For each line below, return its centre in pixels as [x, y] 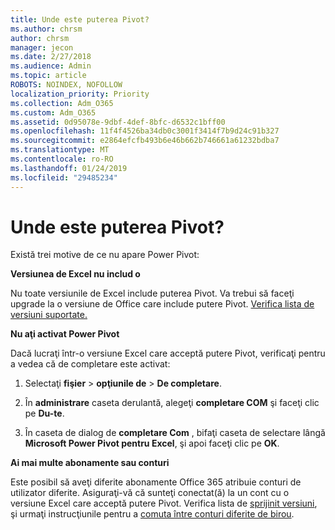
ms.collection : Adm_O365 [62, 103]
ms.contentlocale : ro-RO [62, 159]
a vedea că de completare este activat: [90, 364]
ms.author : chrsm [46, 29]
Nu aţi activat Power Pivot [65, 334]
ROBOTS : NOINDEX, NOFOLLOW [66, 85]
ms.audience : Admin [51, 66]
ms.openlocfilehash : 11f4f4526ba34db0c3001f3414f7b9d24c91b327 [145, 131]
